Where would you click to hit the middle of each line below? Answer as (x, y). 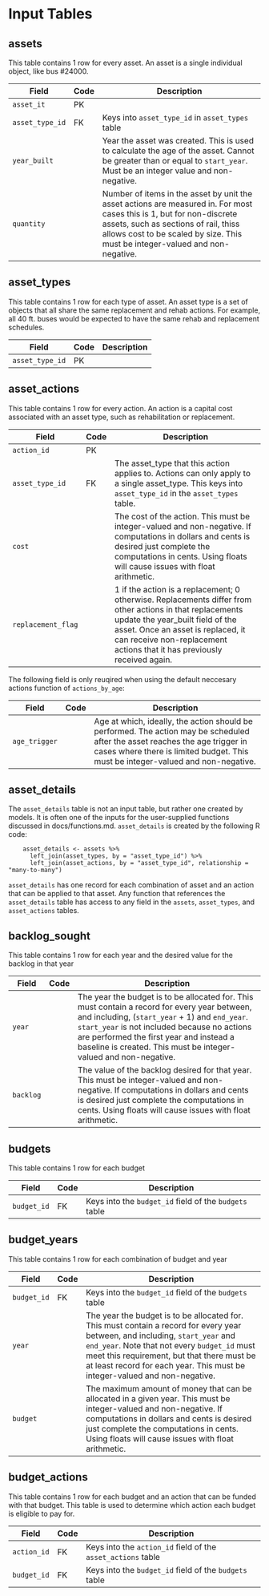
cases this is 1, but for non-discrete (170, 214)
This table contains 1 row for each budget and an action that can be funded (132, 1497)
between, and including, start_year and (161, 1335)
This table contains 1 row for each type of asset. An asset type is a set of (128, 301)
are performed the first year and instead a (156, 1037)
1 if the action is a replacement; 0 (177, 589)
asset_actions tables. (44, 911)
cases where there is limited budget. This (171, 751)
